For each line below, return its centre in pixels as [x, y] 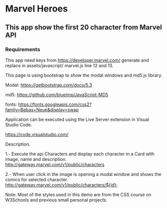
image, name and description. [36, 159]
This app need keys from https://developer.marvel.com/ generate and [77, 60]
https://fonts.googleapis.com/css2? [55, 104]
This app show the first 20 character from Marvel [83, 27]
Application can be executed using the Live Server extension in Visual [77, 119]
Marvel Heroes [37, 9]
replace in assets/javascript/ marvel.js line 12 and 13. [59, 65]
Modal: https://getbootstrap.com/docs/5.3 [49, 85]
